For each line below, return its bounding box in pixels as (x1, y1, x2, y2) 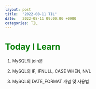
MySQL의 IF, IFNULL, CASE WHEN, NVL (12, 68, 92, 74)
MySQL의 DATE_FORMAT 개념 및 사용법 (12, 78, 89, 85)
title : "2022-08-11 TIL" (5, 12, 57, 16)
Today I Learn (5, 42, 61, 52)
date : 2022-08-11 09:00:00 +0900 (5, 16, 77, 21)
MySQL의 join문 (12, 58, 43, 64)
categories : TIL (5, 20, 38, 26)
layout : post (5, 7, 31, 12)
